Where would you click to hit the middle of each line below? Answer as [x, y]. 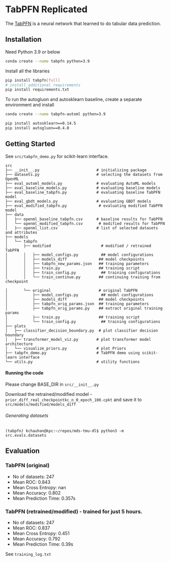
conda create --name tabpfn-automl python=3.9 [55, 114]
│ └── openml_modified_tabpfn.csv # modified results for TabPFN [85, 223]
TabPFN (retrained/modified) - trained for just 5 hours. [74, 512]
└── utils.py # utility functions [73, 362]
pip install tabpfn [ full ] [33, 80]
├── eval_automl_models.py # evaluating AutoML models [81, 183]
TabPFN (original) [27, 466]
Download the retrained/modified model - [49, 394]
